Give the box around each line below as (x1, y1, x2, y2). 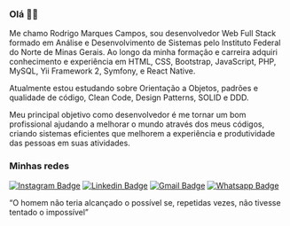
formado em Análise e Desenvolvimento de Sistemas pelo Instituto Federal (9, 37, 281, 48)
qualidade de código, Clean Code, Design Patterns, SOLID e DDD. (9, 92, 250, 103)
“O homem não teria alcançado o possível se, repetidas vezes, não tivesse (9, 197, 281, 207)
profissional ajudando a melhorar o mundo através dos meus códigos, (9, 119, 264, 129)
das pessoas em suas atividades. (9, 137, 130, 149)
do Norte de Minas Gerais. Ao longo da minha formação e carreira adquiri (9, 47, 278, 58)
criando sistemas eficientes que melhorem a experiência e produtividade (9, 129, 276, 139)
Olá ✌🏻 (9, 8, 38, 20)
